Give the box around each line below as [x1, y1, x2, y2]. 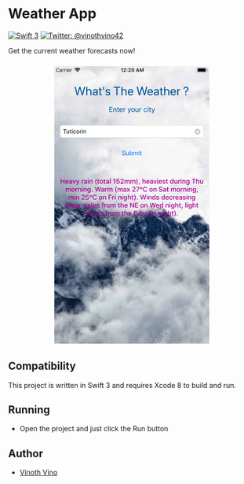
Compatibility [8, 360, 76, 373]
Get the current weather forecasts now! [8, 46, 136, 55]
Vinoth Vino [19, 467, 58, 477]
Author [8, 446, 43, 460]
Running [8, 403, 51, 417]
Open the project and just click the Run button [19, 424, 169, 434]
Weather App [8, 5, 97, 23]
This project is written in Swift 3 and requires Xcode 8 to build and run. [8, 380, 237, 390]
